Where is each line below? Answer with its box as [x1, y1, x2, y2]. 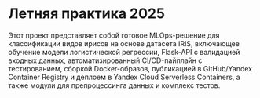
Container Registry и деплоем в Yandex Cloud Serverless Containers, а [8, 72, 241, 82]
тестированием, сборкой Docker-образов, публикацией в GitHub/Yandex [8, 64, 253, 73]
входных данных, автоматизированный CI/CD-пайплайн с [8, 56, 203, 65]
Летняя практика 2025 [8, 5, 165, 23]
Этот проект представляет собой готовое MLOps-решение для [8, 31, 220, 40]
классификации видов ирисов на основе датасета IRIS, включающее [8, 38, 240, 48]
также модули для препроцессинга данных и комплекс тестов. [8, 80, 221, 90]
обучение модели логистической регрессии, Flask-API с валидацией [8, 47, 240, 56]
